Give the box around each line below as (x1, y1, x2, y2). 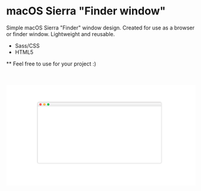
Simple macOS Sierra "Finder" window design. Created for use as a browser (6, 24, 195, 31)
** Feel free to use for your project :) (6, 60, 97, 67)
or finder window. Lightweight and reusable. (6, 30, 115, 37)
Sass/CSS (14, 42, 40, 49)
